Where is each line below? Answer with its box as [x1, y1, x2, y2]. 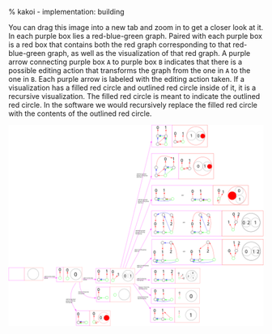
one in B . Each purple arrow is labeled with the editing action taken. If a [8, 75, 245, 83]
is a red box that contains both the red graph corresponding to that [8, 40, 232, 49]
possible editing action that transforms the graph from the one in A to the [8, 66, 251, 75]
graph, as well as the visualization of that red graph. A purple [47, 49, 251, 58]
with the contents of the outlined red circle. [8, 109, 152, 118]
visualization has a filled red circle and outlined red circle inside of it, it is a [8, 83, 257, 92]
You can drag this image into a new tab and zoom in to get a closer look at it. [8, 23, 264, 32]
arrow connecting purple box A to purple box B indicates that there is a [8, 57, 243, 66]
